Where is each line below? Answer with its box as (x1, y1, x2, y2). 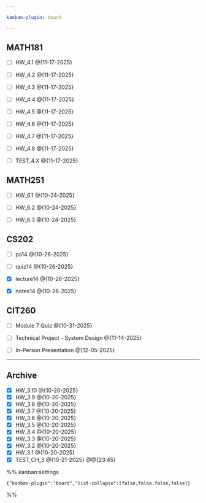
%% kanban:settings (6, 468, 59, 475)
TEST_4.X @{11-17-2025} (15, 157, 78, 164)
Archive (6, 371, 37, 381)
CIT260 (6, 305, 36, 316)
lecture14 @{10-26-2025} (15, 275, 80, 282)
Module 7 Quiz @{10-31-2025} (15, 321, 93, 329)
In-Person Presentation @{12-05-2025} (15, 347, 115, 353)
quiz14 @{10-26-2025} (15, 263, 74, 270)
